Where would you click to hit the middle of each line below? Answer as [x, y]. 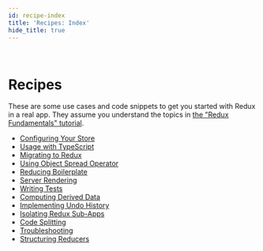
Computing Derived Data [60, 197]
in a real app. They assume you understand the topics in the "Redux [118, 114]
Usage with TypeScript [57, 147]
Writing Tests [41, 189]
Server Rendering [48, 180]
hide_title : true [37, 30]
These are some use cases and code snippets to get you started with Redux [132, 107]
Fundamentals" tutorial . [46, 123]
